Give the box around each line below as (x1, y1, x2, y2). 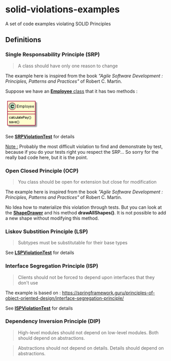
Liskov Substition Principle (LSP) (5, 228, 88, 235)
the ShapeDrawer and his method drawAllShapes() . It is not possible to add (5, 209, 166, 215)
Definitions (5, 35, 41, 44)
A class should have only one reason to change (17, 63, 118, 69)
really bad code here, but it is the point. (5, 154, 88, 160)
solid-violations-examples (5, 4, 120, 15)
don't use (17, 279, 38, 286)
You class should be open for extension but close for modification (17, 178, 157, 185)
